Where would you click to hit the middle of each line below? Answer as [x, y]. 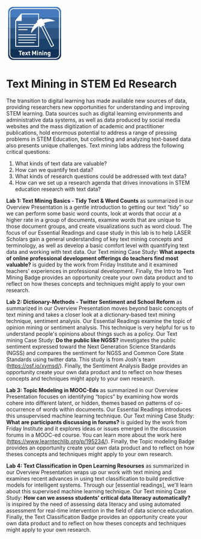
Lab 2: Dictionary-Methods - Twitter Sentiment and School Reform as [94, 302]
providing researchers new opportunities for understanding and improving [98, 107]
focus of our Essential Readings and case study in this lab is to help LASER [98, 233]
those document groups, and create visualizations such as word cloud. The [99, 226]
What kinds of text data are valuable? [61, 164]
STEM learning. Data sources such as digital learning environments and [94, 114]
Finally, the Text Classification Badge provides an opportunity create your [97, 517]
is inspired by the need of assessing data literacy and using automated [94, 504]
